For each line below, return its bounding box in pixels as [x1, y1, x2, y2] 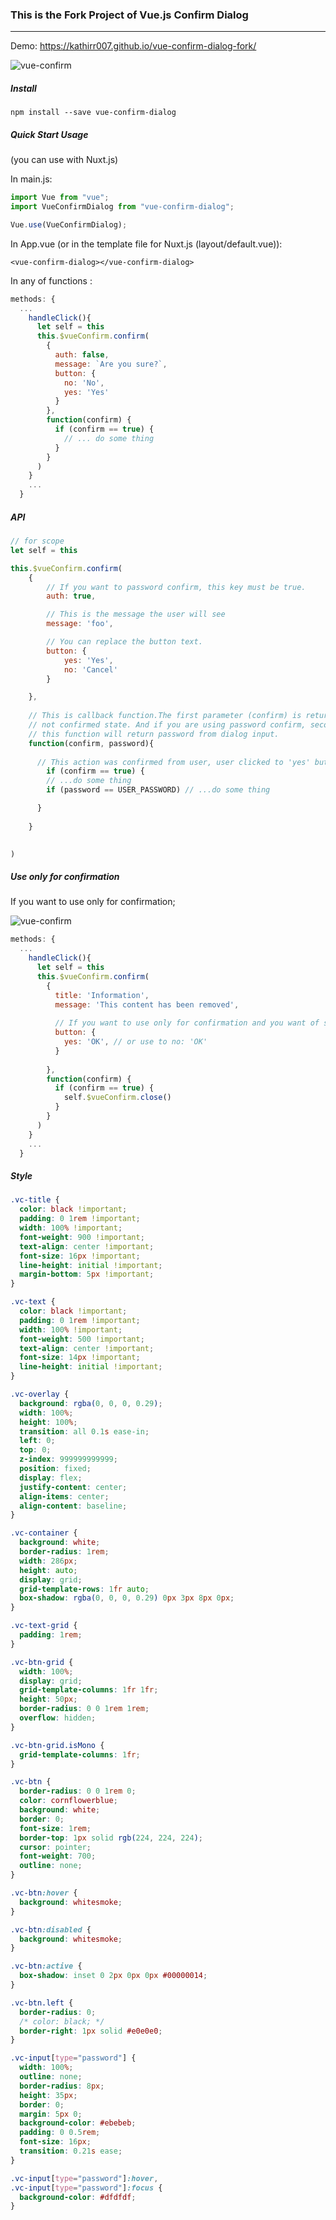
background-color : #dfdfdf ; [19, 2192, 137, 2202]
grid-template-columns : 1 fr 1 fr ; [19, 1685, 159, 1695]
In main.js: [10, 173, 53, 185]
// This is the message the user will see [46, 609, 226, 620]
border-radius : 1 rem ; [19, 1547, 110, 1557]
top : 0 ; [19, 1445, 52, 1455]
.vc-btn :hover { [10, 1888, 78, 1898]
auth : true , [46, 591, 97, 602]
